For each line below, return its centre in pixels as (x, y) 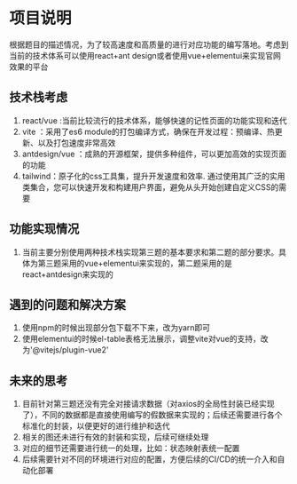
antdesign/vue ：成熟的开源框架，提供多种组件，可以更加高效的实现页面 (154, 154)
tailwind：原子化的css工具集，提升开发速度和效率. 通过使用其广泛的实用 (153, 176)
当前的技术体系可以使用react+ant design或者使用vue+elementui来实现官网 (145, 55)
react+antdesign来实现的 (67, 274)
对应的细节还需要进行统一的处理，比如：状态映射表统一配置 (131, 448)
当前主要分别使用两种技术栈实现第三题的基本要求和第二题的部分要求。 (150, 252)
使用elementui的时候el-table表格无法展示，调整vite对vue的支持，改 (145, 339)
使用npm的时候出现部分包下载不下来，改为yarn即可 (116, 328)
